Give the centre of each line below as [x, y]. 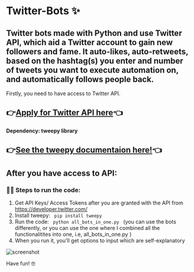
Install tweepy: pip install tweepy [58, 216]
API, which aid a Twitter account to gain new [90, 42]
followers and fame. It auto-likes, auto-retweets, [97, 51]
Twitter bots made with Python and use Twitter [94, 33]
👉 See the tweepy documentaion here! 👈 [84, 150]
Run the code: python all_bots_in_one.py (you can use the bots [95, 222]
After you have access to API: [62, 173]
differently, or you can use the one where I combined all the [87, 228]
